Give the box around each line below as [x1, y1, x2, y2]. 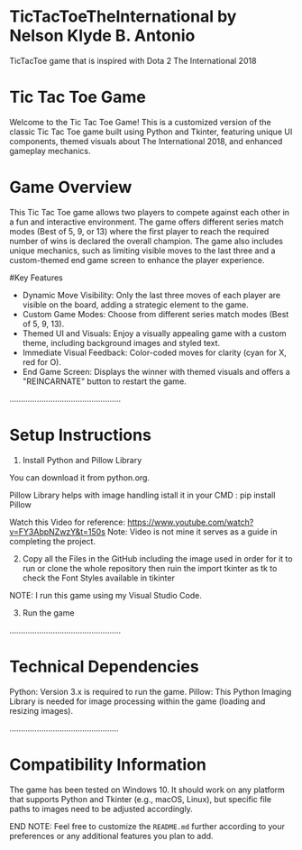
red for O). [22, 356, 61, 367]
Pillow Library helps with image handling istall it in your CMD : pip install [9, 489, 276, 500]
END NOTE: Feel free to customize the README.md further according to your [9, 820, 286, 831]
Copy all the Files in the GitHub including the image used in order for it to [22, 553, 293, 564]
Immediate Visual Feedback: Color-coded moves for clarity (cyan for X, [22, 347, 287, 358]
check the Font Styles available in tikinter [22, 572, 176, 583]
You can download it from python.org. [9, 471, 151, 483]
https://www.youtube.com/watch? [127, 516, 254, 527]
